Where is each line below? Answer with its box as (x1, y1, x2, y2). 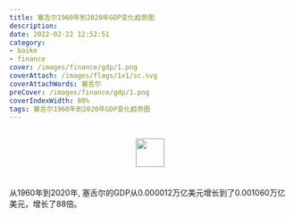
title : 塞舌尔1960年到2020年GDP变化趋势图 (9, 13, 155, 22)
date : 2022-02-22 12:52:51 (9, 29, 110, 38)
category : (9, 38, 46, 47)
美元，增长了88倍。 (9, 198, 82, 210)
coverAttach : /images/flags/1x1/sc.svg (9, 71, 158, 80)
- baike (9, 46, 38, 55)
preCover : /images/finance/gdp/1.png (9, 88, 150, 96)
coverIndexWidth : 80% (9, 96, 90, 105)
